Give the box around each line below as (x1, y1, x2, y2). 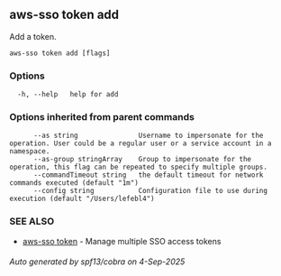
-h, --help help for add (17, 90, 119, 99)
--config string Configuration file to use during (32, 187, 268, 196)
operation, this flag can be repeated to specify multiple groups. (9, 162, 268, 172)
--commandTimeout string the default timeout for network (32, 170, 264, 179)
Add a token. (9, 31, 57, 41)
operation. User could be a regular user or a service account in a (9, 139, 272, 148)
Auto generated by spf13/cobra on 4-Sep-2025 (9, 256, 186, 267)
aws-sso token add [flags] (9, 49, 111, 58)
